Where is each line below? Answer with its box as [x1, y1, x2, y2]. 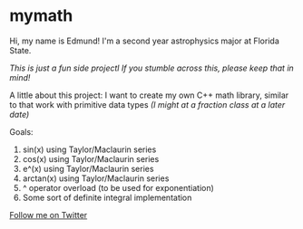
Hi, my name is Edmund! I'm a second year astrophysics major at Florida [9, 35, 279, 46]
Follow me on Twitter [9, 209, 88, 220]
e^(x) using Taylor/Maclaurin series [22, 163, 154, 174]
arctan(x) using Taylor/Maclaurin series [22, 173, 170, 184]
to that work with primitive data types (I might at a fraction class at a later [9, 99, 286, 110]
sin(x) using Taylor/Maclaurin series [22, 144, 157, 155]
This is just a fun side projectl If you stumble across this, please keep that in [9, 62, 295, 73]
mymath [9, 5, 73, 26]
